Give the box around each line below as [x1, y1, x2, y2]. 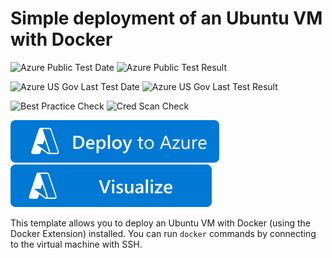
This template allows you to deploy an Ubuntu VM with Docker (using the [10, 217, 311, 229]
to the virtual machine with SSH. [10, 238, 143, 250]
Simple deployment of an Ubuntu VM [10, 7, 323, 30]
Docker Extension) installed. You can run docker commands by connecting [10, 227, 317, 239]
